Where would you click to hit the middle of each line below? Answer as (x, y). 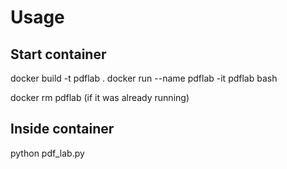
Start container (58, 54)
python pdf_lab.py (47, 153)
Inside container (62, 129)
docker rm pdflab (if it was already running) (100, 97)
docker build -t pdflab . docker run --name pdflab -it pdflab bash (144, 78)
